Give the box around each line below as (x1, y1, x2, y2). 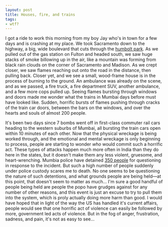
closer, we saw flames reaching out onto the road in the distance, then (5, 67, 151, 73)
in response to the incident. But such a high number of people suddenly (5, 163, 154, 169)
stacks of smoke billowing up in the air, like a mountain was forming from (5, 56, 156, 63)
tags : (5, 17, 17, 22)
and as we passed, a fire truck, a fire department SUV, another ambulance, (5, 84, 160, 90)
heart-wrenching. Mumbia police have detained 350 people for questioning (5, 157, 161, 164)
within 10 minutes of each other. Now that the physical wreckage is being (5, 130, 157, 136)
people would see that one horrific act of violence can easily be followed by (5, 205, 162, 211)
